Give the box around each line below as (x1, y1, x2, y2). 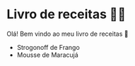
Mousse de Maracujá (16, 51, 78, 59)
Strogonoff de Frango (16, 43, 81, 51)
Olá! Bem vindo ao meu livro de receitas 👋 (6, 29, 129, 38)
